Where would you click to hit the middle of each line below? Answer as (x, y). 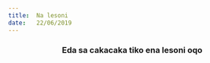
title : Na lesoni (38, 15)
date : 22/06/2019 (40, 23)
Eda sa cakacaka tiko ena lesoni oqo (132, 50)
